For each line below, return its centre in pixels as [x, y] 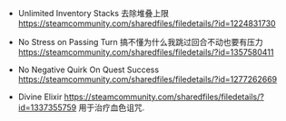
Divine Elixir [40, 97]
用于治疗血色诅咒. [112, 107]
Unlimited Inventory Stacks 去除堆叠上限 [94, 13]
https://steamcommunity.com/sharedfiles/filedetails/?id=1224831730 [147, 23]
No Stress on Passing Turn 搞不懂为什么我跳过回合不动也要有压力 [140, 42]
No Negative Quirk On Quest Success [89, 70]
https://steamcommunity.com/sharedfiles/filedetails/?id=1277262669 [148, 79]
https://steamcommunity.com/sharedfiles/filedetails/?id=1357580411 [146, 52]
